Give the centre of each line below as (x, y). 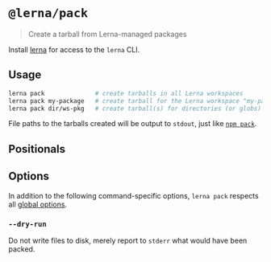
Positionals (37, 149)
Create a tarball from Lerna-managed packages (107, 34)
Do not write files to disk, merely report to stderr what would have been (128, 240)
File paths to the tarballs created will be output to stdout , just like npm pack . (133, 124)
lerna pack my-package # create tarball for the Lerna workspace (124, 101)
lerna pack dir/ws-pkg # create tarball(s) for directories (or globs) (135, 108)
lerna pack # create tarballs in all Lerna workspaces (126, 93)
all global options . (38, 204)
